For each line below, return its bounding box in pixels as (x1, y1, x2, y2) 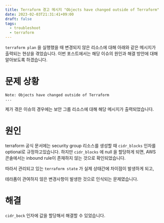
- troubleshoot (9, 26, 41, 31)
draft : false (5, 16, 32, 21)
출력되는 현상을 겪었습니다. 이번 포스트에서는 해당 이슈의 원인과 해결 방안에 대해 (5, 50, 158, 56)
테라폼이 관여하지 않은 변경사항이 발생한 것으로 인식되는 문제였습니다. (5, 176, 138, 182)
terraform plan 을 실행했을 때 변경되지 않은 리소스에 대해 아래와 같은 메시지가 (5, 45, 156, 50)
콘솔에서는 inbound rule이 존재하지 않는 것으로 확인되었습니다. (5, 155, 126, 161)
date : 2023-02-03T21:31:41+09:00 (5, 12, 74, 17)
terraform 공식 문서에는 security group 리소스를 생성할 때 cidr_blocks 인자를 (5, 142, 156, 148)
